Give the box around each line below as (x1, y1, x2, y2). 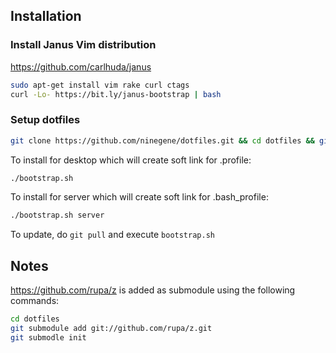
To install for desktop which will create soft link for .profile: (10, 154, 252, 166)
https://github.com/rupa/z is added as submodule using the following (10, 284, 296, 296)
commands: (10, 295, 60, 307)
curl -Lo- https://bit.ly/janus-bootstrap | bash (10, 89, 222, 99)
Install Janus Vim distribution (10, 38, 157, 52)
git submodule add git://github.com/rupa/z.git (10, 324, 213, 334)
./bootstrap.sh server (10, 210, 105, 221)
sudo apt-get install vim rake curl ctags (10, 80, 190, 90)
